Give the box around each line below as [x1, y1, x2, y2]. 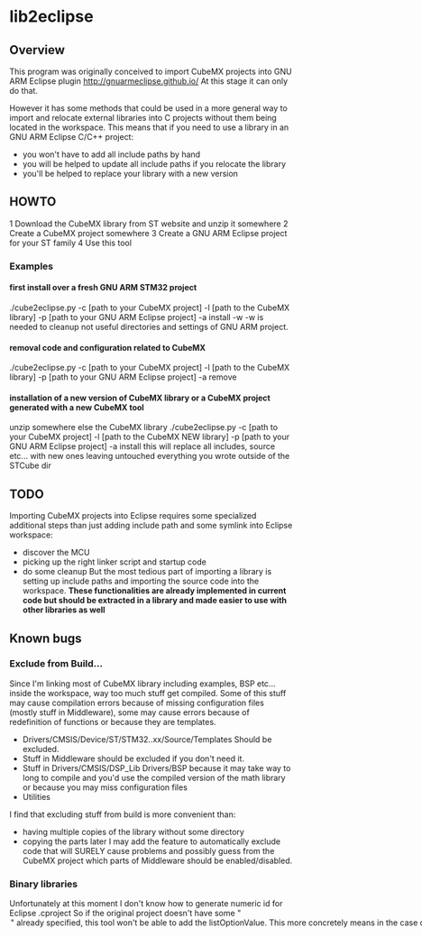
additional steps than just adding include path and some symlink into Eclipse [9, 520, 293, 531]
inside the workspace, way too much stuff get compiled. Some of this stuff [9, 687, 287, 698]
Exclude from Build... [9, 657, 104, 670]
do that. [9, 86, 39, 96]
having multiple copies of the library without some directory [22, 826, 245, 837]
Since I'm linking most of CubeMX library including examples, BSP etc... [9, 678, 276, 689]
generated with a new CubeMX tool [9, 401, 144, 412]
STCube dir [9, 460, 51, 471]
